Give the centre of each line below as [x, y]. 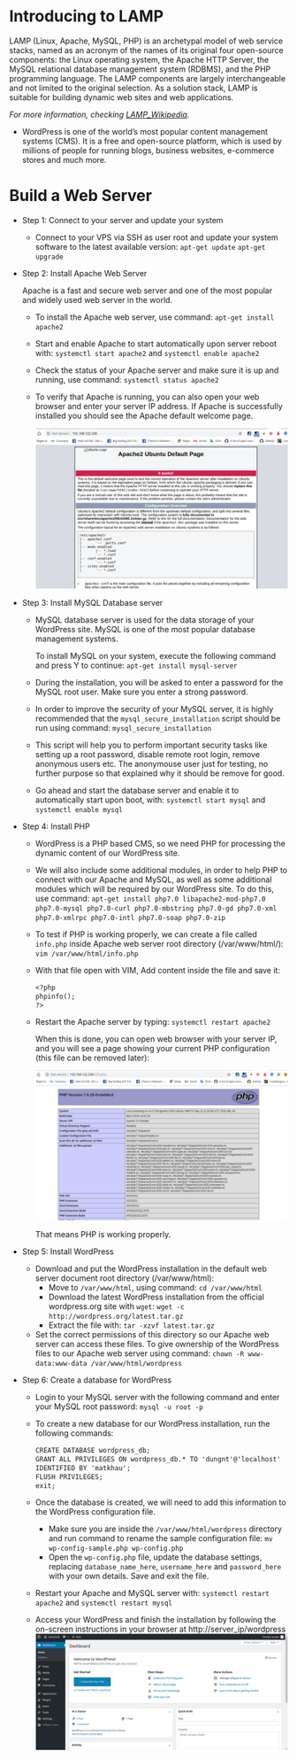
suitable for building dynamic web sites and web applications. [122, 97]
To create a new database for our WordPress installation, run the [152, 1423]
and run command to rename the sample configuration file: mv [160, 1538]
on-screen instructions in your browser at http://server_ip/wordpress [160, 1629]
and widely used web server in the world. [97, 299]
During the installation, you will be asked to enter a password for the [159, 682]
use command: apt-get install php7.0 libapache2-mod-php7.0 [150, 898]
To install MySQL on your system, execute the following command [156, 655]
